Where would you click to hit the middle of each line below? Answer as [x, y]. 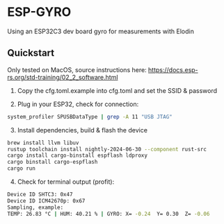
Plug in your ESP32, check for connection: [78, 104]
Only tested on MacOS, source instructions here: [77, 69]
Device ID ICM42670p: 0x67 [46, 201]
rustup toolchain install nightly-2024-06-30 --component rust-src [107, 149]
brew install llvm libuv [43, 143]
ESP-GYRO [39, 12]
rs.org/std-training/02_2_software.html [63, 77]
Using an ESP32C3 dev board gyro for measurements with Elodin [101, 31]
